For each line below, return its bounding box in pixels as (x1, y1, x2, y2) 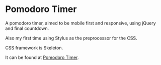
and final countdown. (5, 25, 49, 31)
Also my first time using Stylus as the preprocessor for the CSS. (5, 35, 137, 41)
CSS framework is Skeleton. (5, 44, 63, 50)
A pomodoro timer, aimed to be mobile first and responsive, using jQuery (5, 20, 156, 26)
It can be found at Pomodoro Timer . (5, 54, 79, 60)
